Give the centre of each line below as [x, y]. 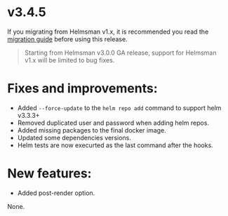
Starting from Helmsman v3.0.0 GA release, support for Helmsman [120, 53]
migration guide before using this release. [67, 39]
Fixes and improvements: [82, 89]
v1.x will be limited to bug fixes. [69, 60]
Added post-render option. [56, 193]
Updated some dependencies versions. [74, 137]
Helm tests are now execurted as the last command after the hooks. [115, 145]
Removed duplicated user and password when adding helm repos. [113, 123]
